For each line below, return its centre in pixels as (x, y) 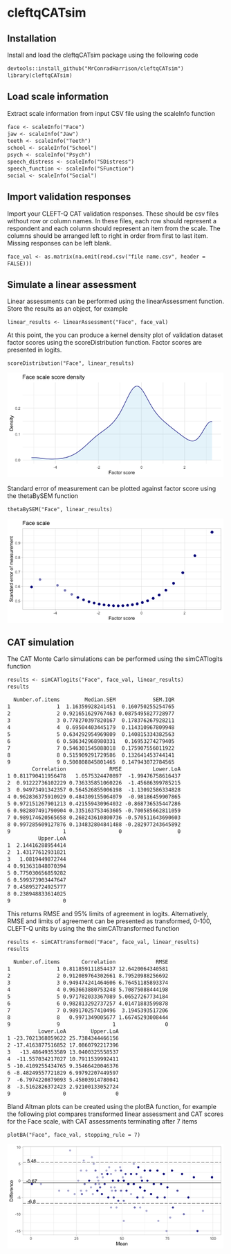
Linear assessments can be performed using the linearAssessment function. (116, 301)
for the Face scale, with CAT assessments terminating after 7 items (102, 1122)
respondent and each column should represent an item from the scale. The (114, 228)
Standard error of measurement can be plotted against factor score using (112, 488)
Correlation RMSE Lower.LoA (107, 769)
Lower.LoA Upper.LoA (78, 1031)
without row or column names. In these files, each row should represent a (112, 221)
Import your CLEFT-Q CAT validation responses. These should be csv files (113, 214)
